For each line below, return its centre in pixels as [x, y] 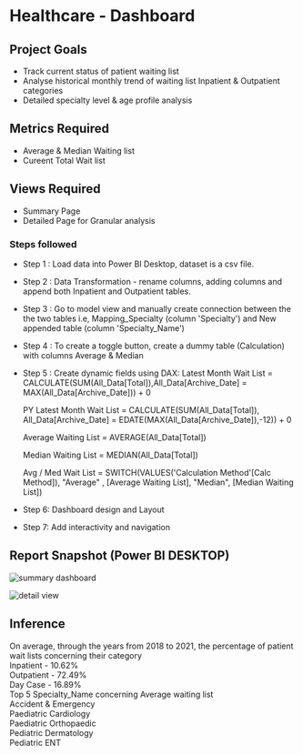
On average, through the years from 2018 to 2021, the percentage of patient [151, 646]
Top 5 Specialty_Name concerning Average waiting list [111, 694]
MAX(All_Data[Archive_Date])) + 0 [87, 392]
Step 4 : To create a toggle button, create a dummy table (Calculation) [153, 346]
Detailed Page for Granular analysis [89, 220]
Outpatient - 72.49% [48, 675]
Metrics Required [60, 129]
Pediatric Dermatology [51, 732]
